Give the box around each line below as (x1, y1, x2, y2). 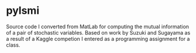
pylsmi (6, 4, 40, 17)
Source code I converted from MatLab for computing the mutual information (6, 23, 189, 30)
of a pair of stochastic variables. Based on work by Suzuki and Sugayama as (6, 29, 191, 36)
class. (6, 41, 20, 48)
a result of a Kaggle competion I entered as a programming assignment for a (6, 35, 190, 42)
